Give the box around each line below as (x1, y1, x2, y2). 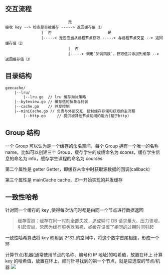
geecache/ (5, 85, 26, 90)
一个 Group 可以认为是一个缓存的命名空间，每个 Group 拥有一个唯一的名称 (5, 143, 159, 149)
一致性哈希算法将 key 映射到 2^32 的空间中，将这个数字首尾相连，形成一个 (5, 235, 159, 241)
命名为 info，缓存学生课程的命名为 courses (14, 155, 103, 161)
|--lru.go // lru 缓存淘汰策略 (23, 95, 86, 100)
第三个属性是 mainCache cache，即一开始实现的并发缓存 (5, 176, 123, 182)
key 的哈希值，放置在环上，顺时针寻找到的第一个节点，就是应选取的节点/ (5, 258, 156, 264)
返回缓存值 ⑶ (5, 57, 30, 62)
